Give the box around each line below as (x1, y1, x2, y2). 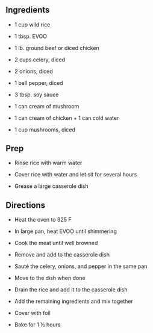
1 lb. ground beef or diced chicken (14, 44, 100, 51)
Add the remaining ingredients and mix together (14, 297, 134, 305)
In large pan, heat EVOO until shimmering (14, 228, 117, 235)
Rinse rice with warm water (14, 159, 83, 167)
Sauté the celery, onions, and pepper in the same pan (14, 263, 148, 270)
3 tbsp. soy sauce (14, 91, 59, 98)
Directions (5, 200, 46, 210)
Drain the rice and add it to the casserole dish (14, 286, 128, 293)
